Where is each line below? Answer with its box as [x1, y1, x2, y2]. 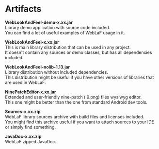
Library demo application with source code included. [5, 24, 111, 30]
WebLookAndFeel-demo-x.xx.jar [5, 19, 73, 25]
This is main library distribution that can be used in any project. [5, 44, 131, 50]
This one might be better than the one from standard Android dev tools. [5, 99, 148, 105]
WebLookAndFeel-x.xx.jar [5, 39, 60, 45]
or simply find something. [5, 124, 56, 130]
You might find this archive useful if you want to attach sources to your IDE [5, 119, 154, 125]
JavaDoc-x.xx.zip [5, 133, 42, 139]
